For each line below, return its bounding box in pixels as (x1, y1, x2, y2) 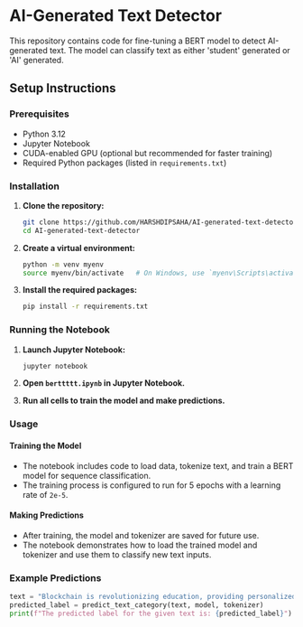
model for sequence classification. (22, 470, 151, 481)
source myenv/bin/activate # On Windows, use (22, 268, 205, 277)
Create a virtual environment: (22, 242, 135, 253)
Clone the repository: (22, 200, 105, 211)
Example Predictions (9, 571, 102, 584)
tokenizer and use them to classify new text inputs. (22, 548, 212, 560)
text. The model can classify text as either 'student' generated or (49, 44, 290, 55)
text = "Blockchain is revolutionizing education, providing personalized (9, 593, 297, 602)
